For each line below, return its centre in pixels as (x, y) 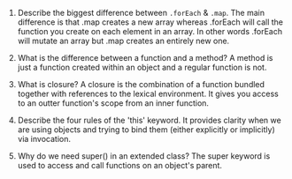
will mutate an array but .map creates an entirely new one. (123, 41)
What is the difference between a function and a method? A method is (145, 58)
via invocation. (44, 139)
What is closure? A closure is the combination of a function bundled (141, 84)
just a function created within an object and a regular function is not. (142, 67)
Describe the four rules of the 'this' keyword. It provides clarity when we (149, 120)
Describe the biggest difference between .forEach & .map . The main (141, 13)
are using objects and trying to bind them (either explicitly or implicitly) (146, 130)
